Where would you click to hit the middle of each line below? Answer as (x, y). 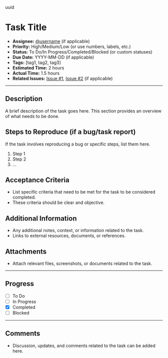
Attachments (26, 251)
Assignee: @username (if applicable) (51, 41)
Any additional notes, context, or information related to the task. (78, 230)
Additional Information (41, 218)
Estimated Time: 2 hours (38, 67)
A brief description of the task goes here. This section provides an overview (83, 111)
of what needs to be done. (32, 116)
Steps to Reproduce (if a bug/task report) (70, 132)
